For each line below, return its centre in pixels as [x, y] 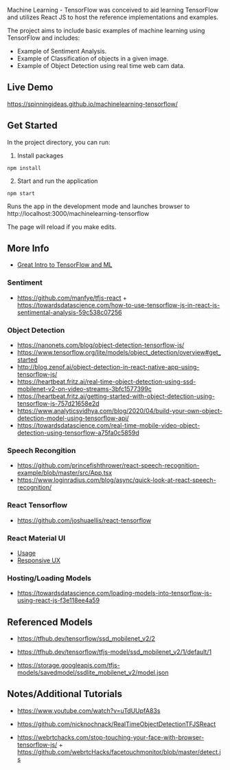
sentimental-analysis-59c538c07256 [69, 312]
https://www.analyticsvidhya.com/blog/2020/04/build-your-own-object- [120, 411]
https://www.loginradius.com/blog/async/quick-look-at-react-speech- [116, 480]
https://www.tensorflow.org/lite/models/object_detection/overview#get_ [119, 353]
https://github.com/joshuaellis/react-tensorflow [84, 520]
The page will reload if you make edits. [62, 227]
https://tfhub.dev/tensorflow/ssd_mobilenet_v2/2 [86, 639]
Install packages [40, 155]
